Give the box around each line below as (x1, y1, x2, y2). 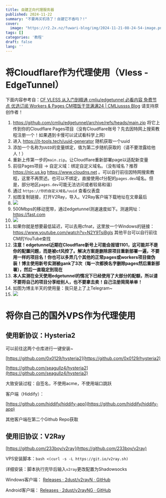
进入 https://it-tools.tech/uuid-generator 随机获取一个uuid (12, 138, 130, 144)
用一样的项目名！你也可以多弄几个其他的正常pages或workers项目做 (12, 254, 151, 260)
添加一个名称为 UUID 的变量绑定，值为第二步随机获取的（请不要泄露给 (12, 144, 152, 150)
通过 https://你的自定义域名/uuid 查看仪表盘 (12, 188, 100, 194)
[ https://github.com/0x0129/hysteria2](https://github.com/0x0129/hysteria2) (5, 355, 161, 361)
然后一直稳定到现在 (23, 266, 63, 272)
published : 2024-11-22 (5, 12, 52, 17)
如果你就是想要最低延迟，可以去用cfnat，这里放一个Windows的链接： (12, 223, 155, 229)
